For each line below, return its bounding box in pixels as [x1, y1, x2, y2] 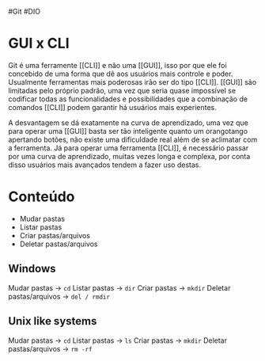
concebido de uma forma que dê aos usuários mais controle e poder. [8, 69, 233, 78]
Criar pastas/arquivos [19, 230, 91, 240]
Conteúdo [8, 188, 75, 206]
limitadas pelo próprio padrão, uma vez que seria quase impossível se [8, 85, 236, 95]
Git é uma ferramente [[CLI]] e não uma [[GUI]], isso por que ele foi [8, 60, 227, 70]
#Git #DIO [8, 7, 41, 16]
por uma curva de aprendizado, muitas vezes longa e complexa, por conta [8, 151, 251, 161]
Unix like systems [8, 314, 97, 328]
